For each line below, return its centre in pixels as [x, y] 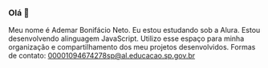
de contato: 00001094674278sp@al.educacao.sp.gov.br [102, 56]
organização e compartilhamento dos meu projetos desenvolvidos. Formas [132, 47]
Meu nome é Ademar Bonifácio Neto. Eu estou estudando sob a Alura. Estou [134, 30]
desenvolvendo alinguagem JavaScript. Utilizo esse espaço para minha [126, 38]
